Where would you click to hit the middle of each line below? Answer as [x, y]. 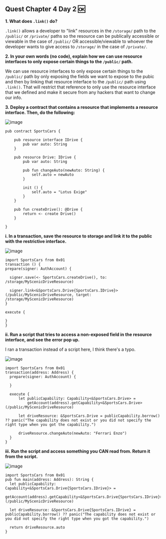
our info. [14, 97]
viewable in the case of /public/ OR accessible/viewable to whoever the [79, 41]
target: [84, 295]
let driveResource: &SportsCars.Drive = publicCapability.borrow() [89, 416]
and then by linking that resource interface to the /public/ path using [76, 81]
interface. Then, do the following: [40, 112]
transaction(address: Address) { [40, 372]
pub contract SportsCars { [33, 131]
